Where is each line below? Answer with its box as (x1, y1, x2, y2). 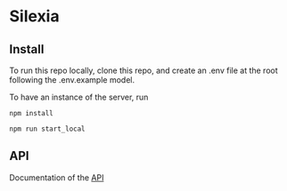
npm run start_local (9, 124, 86, 133)
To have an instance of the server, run (9, 92, 149, 102)
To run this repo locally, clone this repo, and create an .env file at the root (9, 65, 278, 76)
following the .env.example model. (9, 75, 135, 85)
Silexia (9, 6, 60, 27)
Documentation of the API (9, 171, 104, 183)
